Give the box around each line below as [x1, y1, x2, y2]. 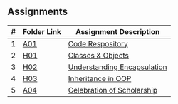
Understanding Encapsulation [68, 62, 167, 72]
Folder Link [22, 26, 62, 36]
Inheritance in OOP [68, 73, 132, 83]
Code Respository [68, 38, 128, 48]
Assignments [7, 6, 68, 18]
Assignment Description [75, 26, 160, 36]
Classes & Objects [68, 50, 130, 60]
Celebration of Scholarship [68, 85, 158, 95]
